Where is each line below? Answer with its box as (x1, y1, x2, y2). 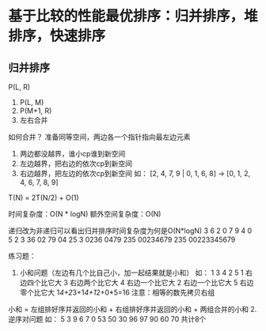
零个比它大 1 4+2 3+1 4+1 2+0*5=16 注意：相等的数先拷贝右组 (19, 288, 215, 297)
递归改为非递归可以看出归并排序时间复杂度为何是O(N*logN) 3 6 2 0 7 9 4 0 (8, 226, 253, 235)
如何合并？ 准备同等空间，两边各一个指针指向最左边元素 (8, 132, 191, 141)
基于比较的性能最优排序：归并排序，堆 (8, 7, 259, 25)
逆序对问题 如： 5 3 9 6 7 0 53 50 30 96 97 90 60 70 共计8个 (8, 314, 207, 324)
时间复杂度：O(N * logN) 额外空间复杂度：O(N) (8, 209, 161, 218)
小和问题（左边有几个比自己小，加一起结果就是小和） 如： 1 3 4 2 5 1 (19, 268, 244, 277)
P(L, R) (8, 82, 31, 92)
